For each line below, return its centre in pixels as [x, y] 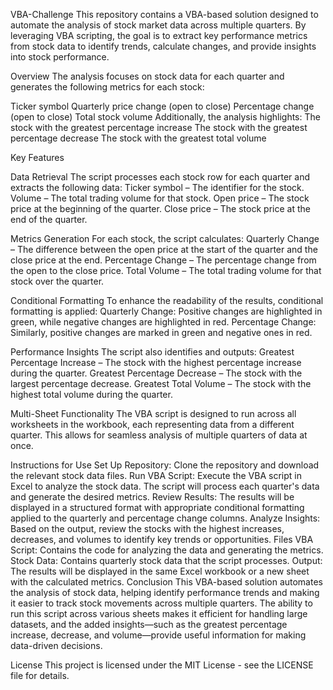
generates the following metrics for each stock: [107, 87]
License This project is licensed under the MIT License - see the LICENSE [162, 665]
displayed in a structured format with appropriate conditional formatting [157, 507]
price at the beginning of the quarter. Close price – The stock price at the [160, 208]
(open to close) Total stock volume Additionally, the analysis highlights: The [165, 117]
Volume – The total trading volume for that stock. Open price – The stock [160, 198]
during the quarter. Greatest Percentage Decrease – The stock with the [156, 373]
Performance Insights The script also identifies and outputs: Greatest [152, 352]
